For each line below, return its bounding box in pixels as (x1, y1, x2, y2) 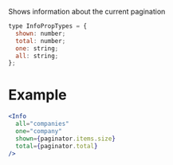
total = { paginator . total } (15, 142, 98, 150)
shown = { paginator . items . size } (15, 135, 116, 143)
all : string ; (15, 52, 59, 60)
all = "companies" (15, 120, 69, 128)
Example (8, 86, 67, 104)
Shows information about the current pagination (8, 7, 166, 16)
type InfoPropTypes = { (8, 22, 88, 30)
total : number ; (15, 37, 66, 45)
